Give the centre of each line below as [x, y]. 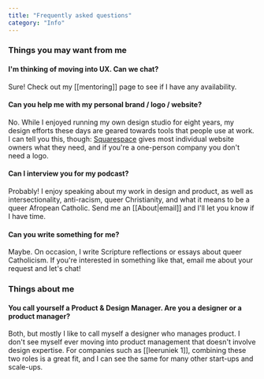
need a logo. [28, 155]
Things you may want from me [68, 50]
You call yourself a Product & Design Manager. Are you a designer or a [125, 307]
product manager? [39, 316]
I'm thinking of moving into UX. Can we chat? [84, 69]
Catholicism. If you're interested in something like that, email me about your [131, 260]
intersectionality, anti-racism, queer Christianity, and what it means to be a [129, 200]
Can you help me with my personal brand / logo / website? [105, 105]
